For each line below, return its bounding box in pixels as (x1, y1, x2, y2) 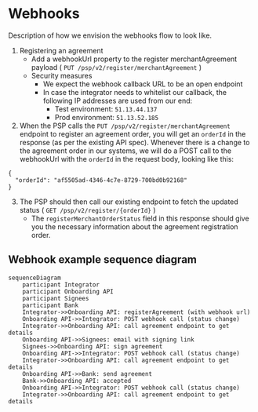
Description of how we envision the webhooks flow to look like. (8, 31, 213, 40)
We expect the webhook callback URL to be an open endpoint (42, 79, 243, 89)
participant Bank (22, 301, 79, 309)
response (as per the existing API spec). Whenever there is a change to (19, 137, 250, 147)
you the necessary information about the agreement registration (31, 221, 238, 232)
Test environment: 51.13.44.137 (54, 104, 158, 114)
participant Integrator (22, 280, 100, 289)
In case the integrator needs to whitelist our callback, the (42, 87, 227, 97)
